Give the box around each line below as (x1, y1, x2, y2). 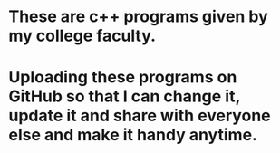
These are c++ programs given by (8, 6, 268, 27)
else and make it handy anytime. (8, 125, 257, 146)
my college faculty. (8, 25, 156, 46)
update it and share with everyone (8, 106, 271, 126)
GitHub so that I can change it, (8, 86, 241, 107)
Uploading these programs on (8, 67, 237, 88)
